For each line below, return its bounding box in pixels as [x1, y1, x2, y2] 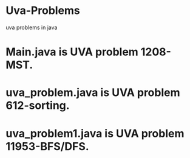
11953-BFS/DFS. [5, 139, 89, 153]
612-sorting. [5, 98, 70, 112]
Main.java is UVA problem [5, 45, 139, 59]
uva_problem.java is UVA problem [5, 86, 180, 100]
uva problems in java [5, 24, 58, 31]
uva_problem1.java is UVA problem [5, 126, 185, 140]
